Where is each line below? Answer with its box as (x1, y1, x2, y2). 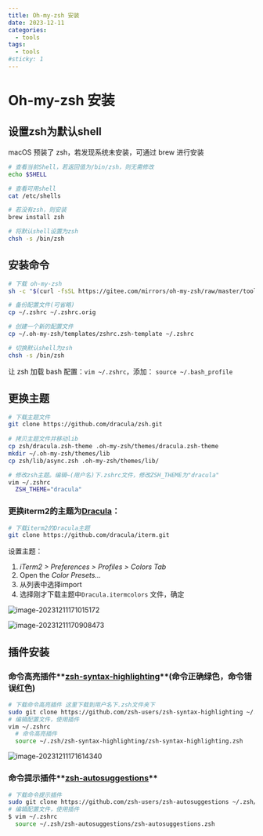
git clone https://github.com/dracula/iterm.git (8, 531, 170, 539)
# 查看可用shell (8, 184, 56, 192)
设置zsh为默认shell (8, 125, 102, 138)
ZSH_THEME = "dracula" (15, 486, 82, 494)
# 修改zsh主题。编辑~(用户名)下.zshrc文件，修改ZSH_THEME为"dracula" (8, 471, 220, 479)
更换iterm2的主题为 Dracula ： (8, 506, 121, 517)
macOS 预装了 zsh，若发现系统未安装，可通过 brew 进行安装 (8, 147, 204, 157)
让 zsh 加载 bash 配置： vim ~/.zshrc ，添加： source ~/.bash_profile (8, 367, 233, 376)
